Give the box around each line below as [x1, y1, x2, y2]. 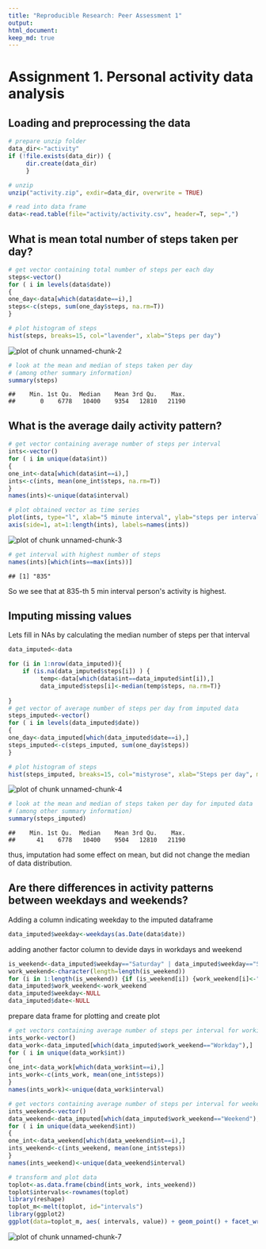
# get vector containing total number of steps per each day [8, 265, 215, 274]
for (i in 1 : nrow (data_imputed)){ [8, 660, 123, 668]
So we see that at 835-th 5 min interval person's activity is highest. [8, 586, 227, 596]
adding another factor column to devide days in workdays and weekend [8, 944, 242, 954]
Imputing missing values [8, 609, 132, 623]
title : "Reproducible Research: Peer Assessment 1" [8, 11, 182, 20]
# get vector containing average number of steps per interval [8, 440, 222, 449]
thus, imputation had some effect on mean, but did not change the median [8, 850, 250, 860]
